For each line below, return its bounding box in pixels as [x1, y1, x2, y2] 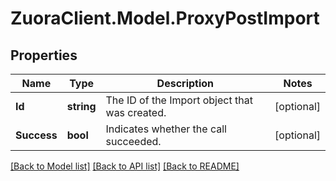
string [66, 100, 97, 113]
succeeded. [105, 135, 162, 148]
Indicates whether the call [105, 122, 227, 136]
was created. [105, 106, 167, 119]
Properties [10, 47, 78, 64]
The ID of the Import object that [105, 93, 253, 107]
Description [156, 77, 215, 90]
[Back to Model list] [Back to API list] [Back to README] [10, 160, 240, 172]
